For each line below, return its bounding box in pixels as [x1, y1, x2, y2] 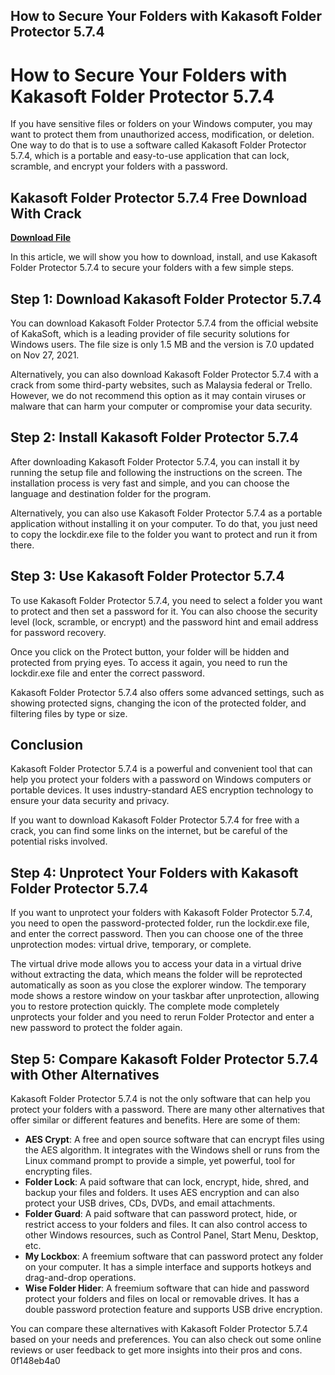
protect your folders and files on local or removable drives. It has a [24, 1293, 300, 1305]
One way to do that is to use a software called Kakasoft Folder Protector [10, 139, 307, 151]
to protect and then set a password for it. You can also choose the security [10, 605, 318, 617]
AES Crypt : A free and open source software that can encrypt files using [24, 1134, 325, 1146]
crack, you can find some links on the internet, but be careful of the [10, 825, 288, 837]
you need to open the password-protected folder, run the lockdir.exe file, [10, 917, 310, 929]
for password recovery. [10, 626, 107, 638]
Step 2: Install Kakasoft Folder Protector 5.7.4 [10, 429, 299, 446]
